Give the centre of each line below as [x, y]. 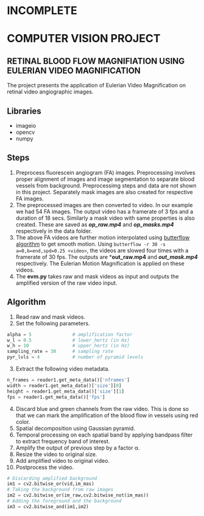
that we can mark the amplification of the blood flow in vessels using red [107, 415]
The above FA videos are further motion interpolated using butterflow [103, 237]
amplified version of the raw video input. [66, 283]
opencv [25, 132]
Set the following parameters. [53, 323]
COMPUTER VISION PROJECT [84, 39]
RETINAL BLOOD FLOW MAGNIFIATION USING [96, 61]
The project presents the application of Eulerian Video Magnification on [97, 85]
